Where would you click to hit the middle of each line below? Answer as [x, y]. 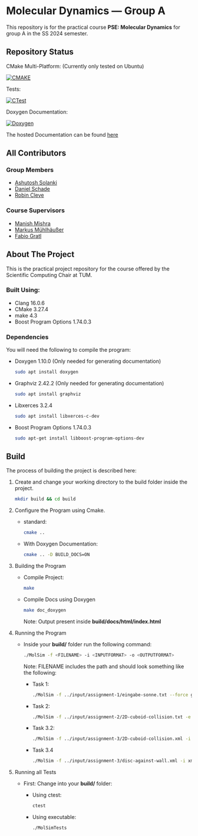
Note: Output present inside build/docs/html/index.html [92, 621]
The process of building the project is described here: [71, 471]
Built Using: [23, 290]
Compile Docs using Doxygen [60, 599]
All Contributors [36, 153]
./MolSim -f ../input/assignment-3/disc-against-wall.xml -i [109, 761]
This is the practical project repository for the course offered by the [88, 269]
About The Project [40, 255]
